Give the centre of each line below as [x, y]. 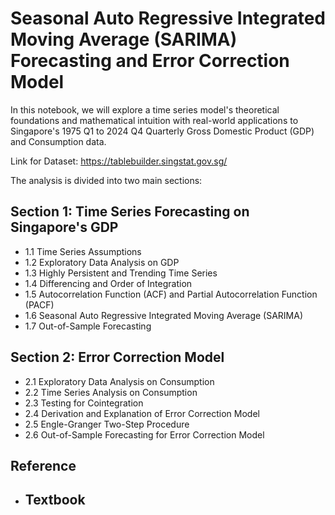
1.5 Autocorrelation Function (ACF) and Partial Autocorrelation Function [171, 294]
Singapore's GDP [64, 227]
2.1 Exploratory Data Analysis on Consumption [119, 381]
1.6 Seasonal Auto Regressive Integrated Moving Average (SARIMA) [164, 315]
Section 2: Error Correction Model [117, 357]
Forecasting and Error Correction [150, 61]
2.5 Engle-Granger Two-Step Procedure [107, 424]
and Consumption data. [58, 141]
